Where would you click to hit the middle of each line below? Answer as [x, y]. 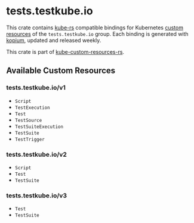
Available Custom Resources [61, 71]
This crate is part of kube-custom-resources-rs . [65, 51]
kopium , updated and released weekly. [54, 40]
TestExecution [32, 108]
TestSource [28, 120]
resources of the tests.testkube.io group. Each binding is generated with [98, 33]
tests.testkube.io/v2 [37, 154]
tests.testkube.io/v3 [37, 195]
